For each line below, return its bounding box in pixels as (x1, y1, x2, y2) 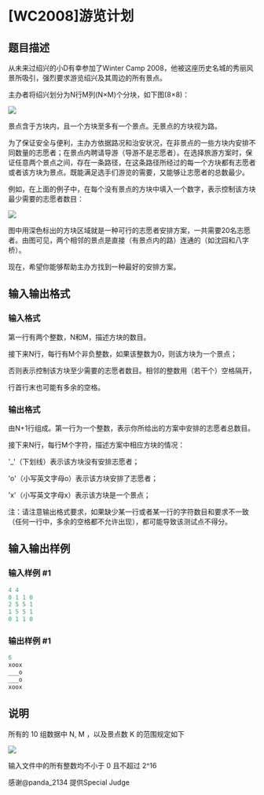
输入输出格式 (8, 287, 71, 301)
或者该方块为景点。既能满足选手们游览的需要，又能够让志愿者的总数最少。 (8, 168, 249, 177)
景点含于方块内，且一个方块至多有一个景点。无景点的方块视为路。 (8, 121, 222, 131)
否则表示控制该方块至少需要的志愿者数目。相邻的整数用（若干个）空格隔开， (8, 365, 256, 375)
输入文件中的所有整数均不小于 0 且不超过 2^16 (8, 760, 157, 770)
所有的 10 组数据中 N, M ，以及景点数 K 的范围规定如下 (8, 729, 185, 738)
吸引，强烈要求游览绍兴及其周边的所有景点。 (21, 73, 167, 83)
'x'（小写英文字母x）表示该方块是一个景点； (8, 490, 151, 500)
